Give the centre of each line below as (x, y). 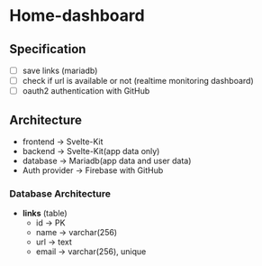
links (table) (45, 214)
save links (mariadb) (60, 70)
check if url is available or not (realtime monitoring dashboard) (138, 81)
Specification (48, 49)
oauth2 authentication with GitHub (86, 91)
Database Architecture (60, 193)
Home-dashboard (77, 16)
